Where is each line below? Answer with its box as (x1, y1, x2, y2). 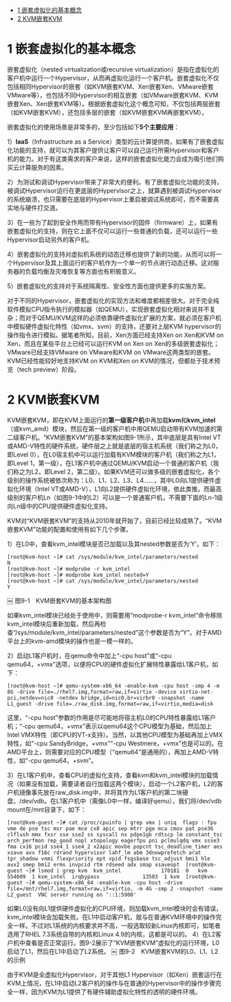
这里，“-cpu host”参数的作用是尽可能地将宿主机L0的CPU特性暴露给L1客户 (7, 713, 217, 721)
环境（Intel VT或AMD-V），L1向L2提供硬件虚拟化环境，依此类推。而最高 (19, 484, 222, 493)
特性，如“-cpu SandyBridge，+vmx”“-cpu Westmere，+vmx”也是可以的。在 (7, 739, 224, 748)
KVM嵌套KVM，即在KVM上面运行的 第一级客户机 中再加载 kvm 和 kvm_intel (7, 415, 216, 424)
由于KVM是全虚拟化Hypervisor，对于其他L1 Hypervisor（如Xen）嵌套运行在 (7, 970, 222, 979)
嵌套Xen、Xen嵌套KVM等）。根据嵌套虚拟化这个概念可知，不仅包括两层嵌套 (7, 99, 221, 108)
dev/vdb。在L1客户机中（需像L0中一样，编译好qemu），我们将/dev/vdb (21, 796, 222, 805)
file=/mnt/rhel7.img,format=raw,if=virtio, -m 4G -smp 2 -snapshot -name (7, 885, 223, 892)
